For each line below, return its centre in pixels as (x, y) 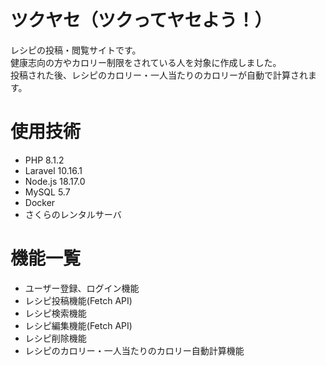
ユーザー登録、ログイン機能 (82, 288)
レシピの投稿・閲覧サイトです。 (76, 50)
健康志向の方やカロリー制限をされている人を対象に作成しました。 (146, 62)
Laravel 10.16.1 (53, 170)
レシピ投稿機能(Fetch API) (78, 300)
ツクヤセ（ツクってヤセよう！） (141, 20)
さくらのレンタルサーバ (73, 214)
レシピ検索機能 (55, 313)
